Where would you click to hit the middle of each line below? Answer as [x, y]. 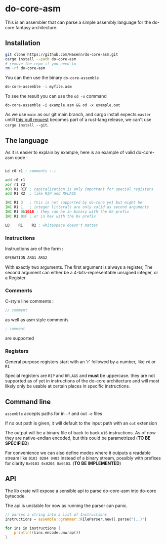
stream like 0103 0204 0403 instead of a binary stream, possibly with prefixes [83, 458]
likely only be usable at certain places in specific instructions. [68, 386]
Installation [23, 43]
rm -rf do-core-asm [25, 68]
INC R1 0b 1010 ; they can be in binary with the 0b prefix [67, 212]
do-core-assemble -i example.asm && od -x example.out [63, 105]
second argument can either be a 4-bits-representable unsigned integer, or [82, 272]
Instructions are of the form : [34, 249]
